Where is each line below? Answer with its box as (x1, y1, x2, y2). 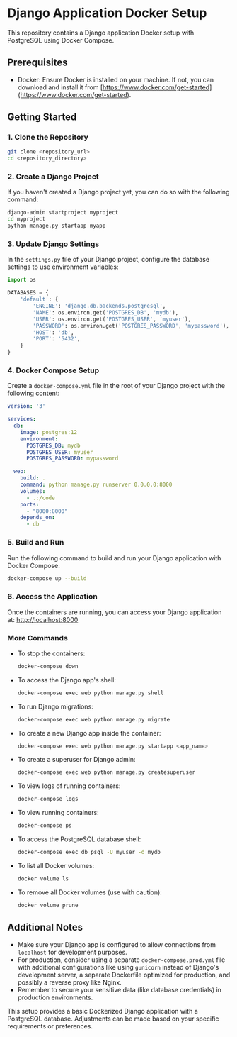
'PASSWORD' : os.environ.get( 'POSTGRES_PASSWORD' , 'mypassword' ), (33, 322, 230, 329)
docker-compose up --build (7, 575, 87, 582)
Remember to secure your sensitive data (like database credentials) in (17, 985, 221, 994)
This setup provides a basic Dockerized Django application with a (7, 1006, 198, 1015)
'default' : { (20, 296, 59, 303)
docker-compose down (17, 662, 79, 670)
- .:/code (25, 494, 55, 501)
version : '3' (7, 403, 46, 410)
